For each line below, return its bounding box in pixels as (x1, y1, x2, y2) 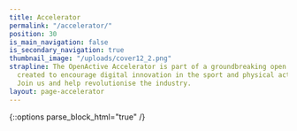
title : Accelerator (9, 12, 81, 22)
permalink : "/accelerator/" (9, 21, 113, 30)
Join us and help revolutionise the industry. (17, 79, 192, 88)
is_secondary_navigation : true (9, 46, 125, 55)
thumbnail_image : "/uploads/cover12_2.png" (9, 54, 172, 63)
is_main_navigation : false (9, 37, 109, 47)
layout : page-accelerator (9, 87, 104, 96)
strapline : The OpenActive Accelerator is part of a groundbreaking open (9, 63, 287, 72)
